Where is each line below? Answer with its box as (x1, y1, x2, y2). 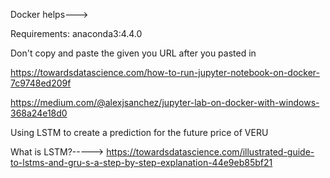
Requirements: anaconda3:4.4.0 (10, 28, 143, 39)
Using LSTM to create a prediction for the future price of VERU (10, 127, 269, 138)
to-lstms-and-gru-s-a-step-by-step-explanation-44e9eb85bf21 (10, 157, 273, 168)
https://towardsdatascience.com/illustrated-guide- (106, 146, 315, 158)
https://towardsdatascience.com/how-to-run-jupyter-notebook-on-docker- (10, 67, 321, 78)
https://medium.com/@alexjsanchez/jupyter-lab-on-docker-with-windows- (10, 97, 320, 108)
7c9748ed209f (10, 77, 72, 89)
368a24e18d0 (10, 107, 68, 119)
